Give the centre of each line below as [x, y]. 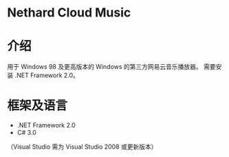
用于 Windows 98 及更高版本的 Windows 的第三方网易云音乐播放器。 [105, 67]
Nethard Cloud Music [69, 13]
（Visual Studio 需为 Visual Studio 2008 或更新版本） [82, 147]
